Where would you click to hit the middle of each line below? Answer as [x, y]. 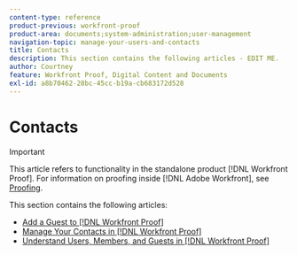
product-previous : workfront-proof [75, 26]
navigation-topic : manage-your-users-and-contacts [105, 42]
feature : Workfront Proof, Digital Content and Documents [118, 75]
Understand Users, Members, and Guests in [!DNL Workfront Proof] [146, 241]
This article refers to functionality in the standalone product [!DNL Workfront [148, 168]
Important [27, 151]
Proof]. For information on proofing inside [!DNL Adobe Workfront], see [139, 178]
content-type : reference [55, 17]
